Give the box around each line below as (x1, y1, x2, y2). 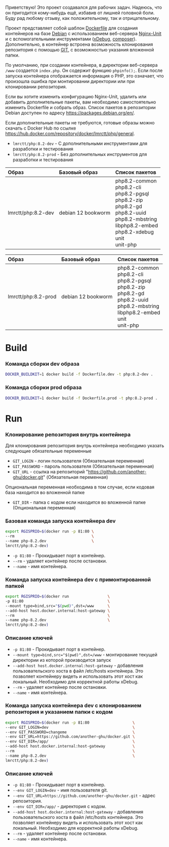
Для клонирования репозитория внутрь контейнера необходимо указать (5, 443, 164, 449)
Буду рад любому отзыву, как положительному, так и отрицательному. (5, 15, 160, 21)
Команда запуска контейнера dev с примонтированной (5, 576, 151, 583)
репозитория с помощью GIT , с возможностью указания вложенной (5, 47, 154, 53)
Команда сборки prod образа (5, 384, 82, 391)
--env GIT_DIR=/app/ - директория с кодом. (12, 803, 107, 809)
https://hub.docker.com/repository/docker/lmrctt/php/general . (5, 131, 136, 137)
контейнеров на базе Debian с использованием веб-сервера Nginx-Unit (5, 31, 161, 36)
